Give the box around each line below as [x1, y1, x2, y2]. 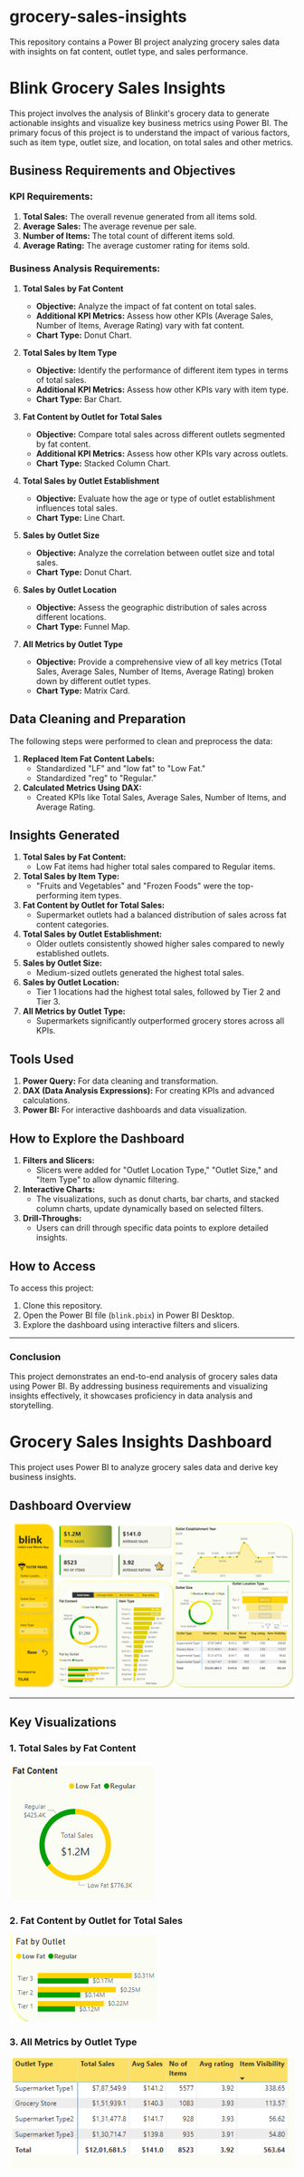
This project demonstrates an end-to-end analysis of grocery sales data [9, 1371, 279, 1382]
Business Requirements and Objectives [9, 163, 236, 179]
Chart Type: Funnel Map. [35, 621, 131, 632]
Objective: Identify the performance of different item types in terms [35, 365, 290, 376]
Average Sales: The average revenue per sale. [22, 221, 197, 231]
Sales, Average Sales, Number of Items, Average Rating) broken [35, 665, 274, 677]
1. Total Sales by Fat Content [9, 1741, 137, 1754]
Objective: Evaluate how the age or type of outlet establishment [35, 493, 276, 504]
